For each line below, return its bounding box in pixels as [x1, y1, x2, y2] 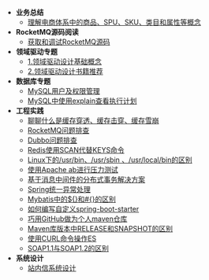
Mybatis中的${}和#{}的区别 [27, 194, 116, 204]
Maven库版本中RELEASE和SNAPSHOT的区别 [27, 224, 174, 233]
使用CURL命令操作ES [27, 234, 97, 243]
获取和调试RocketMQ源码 [27, 37, 110, 46]
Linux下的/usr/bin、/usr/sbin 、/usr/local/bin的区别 [27, 155, 193, 164]
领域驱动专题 [15, 47, 58, 56]
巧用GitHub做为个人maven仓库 [27, 214, 128, 223]
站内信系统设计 [27, 263, 77, 272]
